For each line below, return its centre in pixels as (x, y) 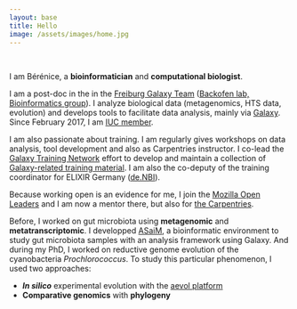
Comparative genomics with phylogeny (96, 296)
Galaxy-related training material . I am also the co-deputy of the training (139, 168)
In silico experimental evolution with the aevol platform (123, 286)
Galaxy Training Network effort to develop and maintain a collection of (138, 159)
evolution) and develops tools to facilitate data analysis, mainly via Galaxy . (145, 113)
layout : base (33, 17)
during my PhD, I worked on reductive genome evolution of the (124, 249)
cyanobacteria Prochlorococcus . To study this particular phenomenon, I (140, 259)
